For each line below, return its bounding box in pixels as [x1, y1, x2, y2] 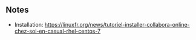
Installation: [14, 21, 44, 28]
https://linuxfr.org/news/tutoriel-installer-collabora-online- [44, 21, 190, 28]
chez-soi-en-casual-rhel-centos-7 [14, 27, 101, 35]
